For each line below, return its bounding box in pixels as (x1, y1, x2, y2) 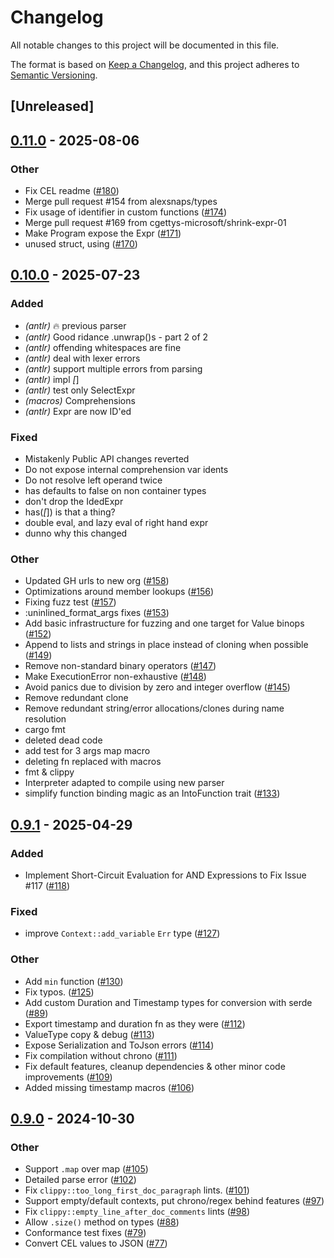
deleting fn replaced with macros (24, 756, 162, 768)
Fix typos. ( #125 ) (24, 986, 95, 998)
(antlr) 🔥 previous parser (24, 319, 127, 331)
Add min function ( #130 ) (24, 975, 124, 987)
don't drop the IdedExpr (24, 496, 124, 507)
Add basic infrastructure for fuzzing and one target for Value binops (24, 617, 305, 630)
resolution (24, 713, 67, 725)
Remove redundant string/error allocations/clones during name (24, 702, 285, 715)
